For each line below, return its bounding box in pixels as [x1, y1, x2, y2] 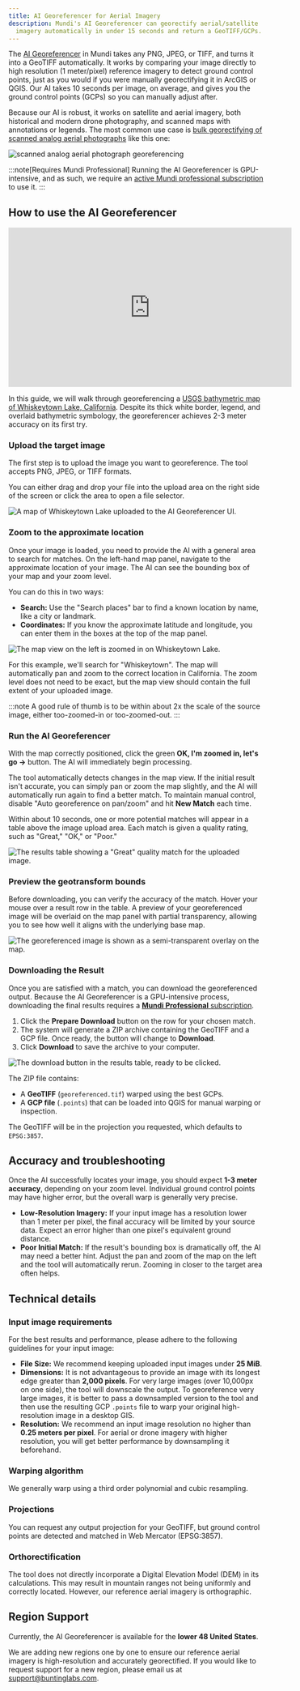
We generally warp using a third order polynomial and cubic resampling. [8, 1484, 248, 1493]
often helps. [19, 1268, 61, 1278]
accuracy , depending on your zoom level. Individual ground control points [8, 1184, 256, 1194]
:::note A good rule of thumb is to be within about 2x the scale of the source [8, 701, 261, 711]
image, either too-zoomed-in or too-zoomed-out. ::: [8, 709, 180, 719]
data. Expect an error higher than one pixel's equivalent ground [19, 1225, 231, 1235]
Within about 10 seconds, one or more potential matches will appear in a [8, 815, 249, 824]
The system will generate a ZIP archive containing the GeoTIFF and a [19, 1024, 250, 1034]
